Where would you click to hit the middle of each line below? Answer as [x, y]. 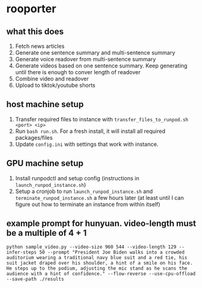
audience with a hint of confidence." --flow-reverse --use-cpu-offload [101, 274]
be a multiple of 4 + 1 [47, 233]
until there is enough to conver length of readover [78, 72]
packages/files [34, 137]
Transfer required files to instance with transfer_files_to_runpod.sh [102, 119]
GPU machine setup [45, 163]
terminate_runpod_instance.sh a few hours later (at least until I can [99, 197]
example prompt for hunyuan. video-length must [101, 223]
